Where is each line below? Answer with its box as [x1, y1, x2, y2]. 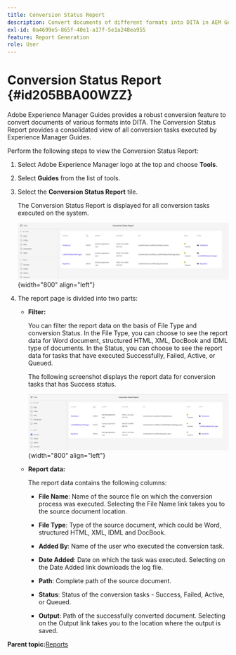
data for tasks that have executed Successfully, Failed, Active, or [27, 351, 216, 360]
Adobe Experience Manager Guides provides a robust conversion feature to [7, 111, 226, 119]
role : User [7, 41, 39, 49]
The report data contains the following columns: [27, 479, 167, 487]
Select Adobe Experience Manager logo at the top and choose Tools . [17, 161, 218, 169]
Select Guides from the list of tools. [17, 174, 121, 182]
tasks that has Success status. [27, 380, 117, 389]
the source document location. [38, 507, 128, 516]
